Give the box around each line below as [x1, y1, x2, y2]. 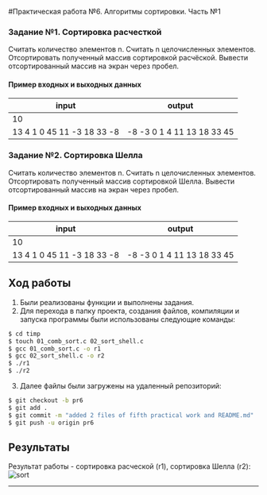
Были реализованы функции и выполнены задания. [19, 297, 195, 307]
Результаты [8, 440, 70, 454]
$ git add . [8, 404, 48, 412]
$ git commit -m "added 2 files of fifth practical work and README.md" [8, 411, 254, 420]
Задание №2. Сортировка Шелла [8, 150, 143, 161]
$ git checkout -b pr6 [8, 396, 83, 404]
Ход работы [8, 277, 72, 290]
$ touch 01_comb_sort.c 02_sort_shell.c [8, 337, 145, 345]
